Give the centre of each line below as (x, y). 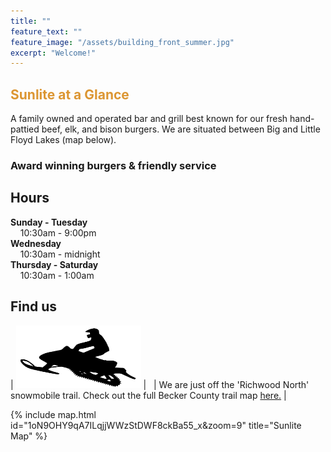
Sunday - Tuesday (49, 222)
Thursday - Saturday (54, 264)
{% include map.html (53, 414)
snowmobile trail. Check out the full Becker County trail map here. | (148, 395)
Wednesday (36, 243)
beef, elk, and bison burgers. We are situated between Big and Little (181, 129)
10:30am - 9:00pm (58, 232)
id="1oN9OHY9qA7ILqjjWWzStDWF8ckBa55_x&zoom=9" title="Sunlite (156, 425)
